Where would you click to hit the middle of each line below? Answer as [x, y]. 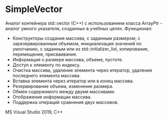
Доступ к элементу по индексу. [46, 65]
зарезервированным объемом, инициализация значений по [77, 43]
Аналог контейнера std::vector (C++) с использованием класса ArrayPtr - [84, 23]
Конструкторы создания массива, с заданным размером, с [76, 38]
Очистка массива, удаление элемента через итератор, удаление [82, 70]
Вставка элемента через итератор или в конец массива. [73, 81]
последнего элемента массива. [47, 75]
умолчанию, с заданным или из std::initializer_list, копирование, [80, 49]
